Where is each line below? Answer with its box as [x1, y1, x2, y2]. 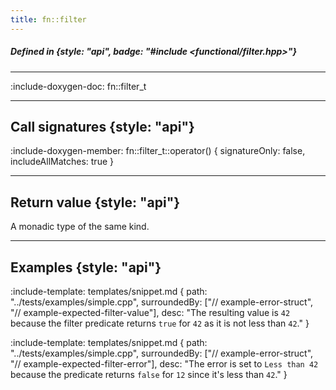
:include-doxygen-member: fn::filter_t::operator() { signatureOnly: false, [10, 145, 306, 157]
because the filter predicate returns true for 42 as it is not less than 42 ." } [10, 317, 310, 330]
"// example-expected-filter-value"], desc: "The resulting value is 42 [10, 307, 291, 319]
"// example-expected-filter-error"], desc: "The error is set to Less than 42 [10, 358, 319, 370]
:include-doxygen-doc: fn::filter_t [10, 80, 147, 92]
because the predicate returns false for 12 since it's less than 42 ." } [10, 369, 288, 381]
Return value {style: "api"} [10, 194, 181, 211]
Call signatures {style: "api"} [10, 118, 195, 135]
